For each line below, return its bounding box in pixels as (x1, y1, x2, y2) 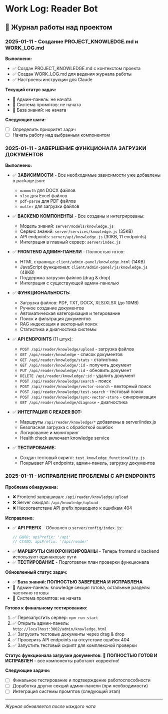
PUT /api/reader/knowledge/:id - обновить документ (19, 368, 131, 374)
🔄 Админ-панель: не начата (12, 96, 72, 102)
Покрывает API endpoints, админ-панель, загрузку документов (19, 460, 155, 466)
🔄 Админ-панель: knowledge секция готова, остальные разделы (12, 584, 150, 591)
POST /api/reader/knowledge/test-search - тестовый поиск (19, 389, 144, 395)
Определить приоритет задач (12, 126, 76, 132)
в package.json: (12, 178, 46, 184)
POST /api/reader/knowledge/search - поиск (19, 378, 111, 384)
